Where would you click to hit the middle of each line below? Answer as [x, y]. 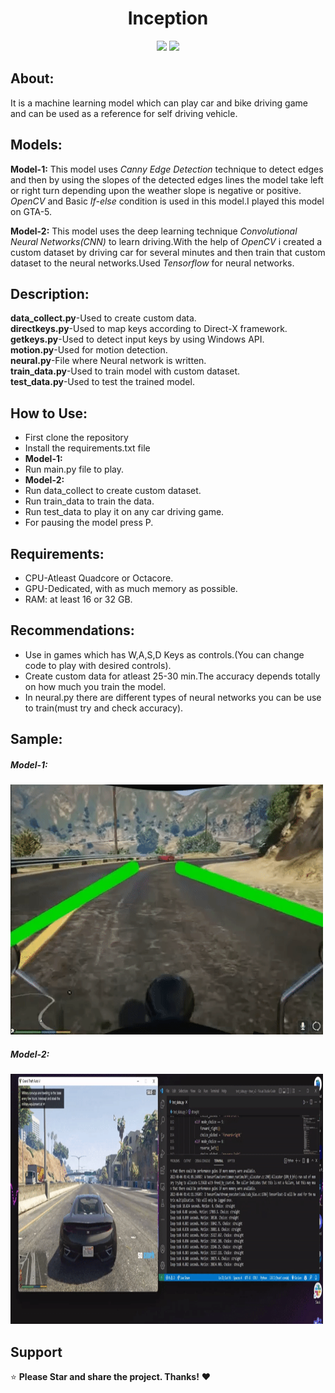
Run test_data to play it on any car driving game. [124, 512]
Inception [168, 18]
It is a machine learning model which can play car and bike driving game [159, 103]
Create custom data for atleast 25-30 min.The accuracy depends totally [172, 676]
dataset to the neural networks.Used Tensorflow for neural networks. [152, 263]
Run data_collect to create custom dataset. [113, 491]
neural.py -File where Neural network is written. [108, 361]
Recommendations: [72, 630]
